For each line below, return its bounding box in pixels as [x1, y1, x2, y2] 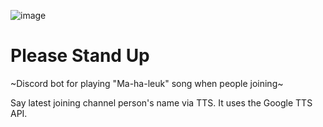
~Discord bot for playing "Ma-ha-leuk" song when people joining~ [10, 77, 284, 89]
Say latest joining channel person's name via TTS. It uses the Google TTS [10, 96, 313, 109]
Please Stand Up [10, 45, 150, 67]
